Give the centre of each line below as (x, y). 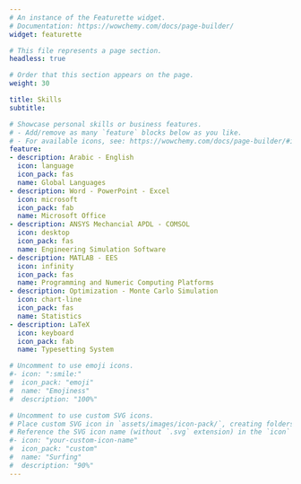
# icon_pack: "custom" (54, 449)
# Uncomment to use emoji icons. (72, 366)
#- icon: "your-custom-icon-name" (74, 441)
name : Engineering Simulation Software (92, 249)
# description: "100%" (54, 399)
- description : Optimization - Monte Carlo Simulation (114, 291)
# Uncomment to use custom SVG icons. (82, 415)
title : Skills (36, 100)
